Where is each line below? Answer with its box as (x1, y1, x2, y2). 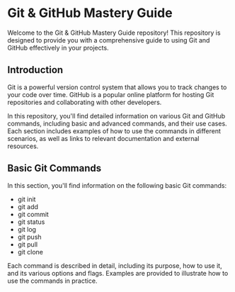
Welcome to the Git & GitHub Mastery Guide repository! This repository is (7, 28, 221, 37)
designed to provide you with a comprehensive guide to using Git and (7, 35, 210, 44)
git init (17, 195, 36, 203)
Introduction (7, 64, 64, 76)
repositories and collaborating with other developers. (7, 98, 162, 106)
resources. (7, 142, 39, 150)
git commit (17, 210, 50, 218)
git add (17, 202, 39, 210)
